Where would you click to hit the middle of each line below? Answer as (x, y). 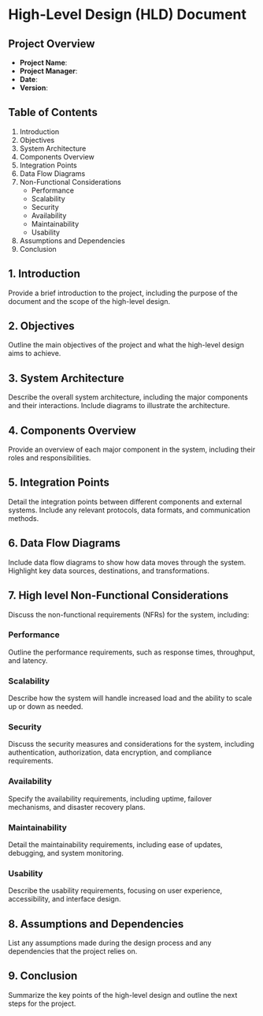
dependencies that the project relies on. (73, 951)
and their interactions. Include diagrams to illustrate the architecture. (119, 406)
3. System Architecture (66, 378)
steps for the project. (42, 1003)
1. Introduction (44, 274)
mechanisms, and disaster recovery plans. (77, 807)
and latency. (28, 660)
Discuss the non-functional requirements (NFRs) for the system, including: (129, 614)
